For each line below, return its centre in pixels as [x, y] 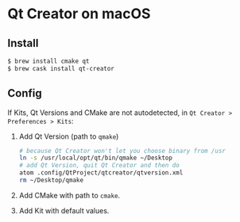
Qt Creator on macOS [79, 14]
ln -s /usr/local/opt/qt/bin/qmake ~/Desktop [95, 158]
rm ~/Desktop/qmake [51, 180]
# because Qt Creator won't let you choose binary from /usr [122, 151]
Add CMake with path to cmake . [70, 195]
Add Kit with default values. [64, 210]
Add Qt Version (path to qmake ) [69, 136]
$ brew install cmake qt [48, 61]
